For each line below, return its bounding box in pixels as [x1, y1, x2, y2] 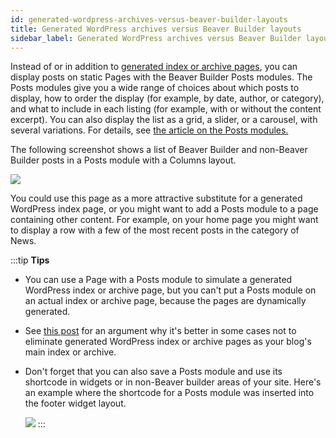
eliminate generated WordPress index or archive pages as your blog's [24, 336, 312, 348]
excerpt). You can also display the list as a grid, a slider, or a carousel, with [10, 114, 318, 126]
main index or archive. [24, 346, 117, 358]
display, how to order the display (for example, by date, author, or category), [10, 92, 325, 105]
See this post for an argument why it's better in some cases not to [24, 325, 297, 337]
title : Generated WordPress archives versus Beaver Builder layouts [10, 24, 302, 34]
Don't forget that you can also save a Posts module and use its [24, 366, 283, 378]
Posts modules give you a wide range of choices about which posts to [10, 82, 300, 94]
